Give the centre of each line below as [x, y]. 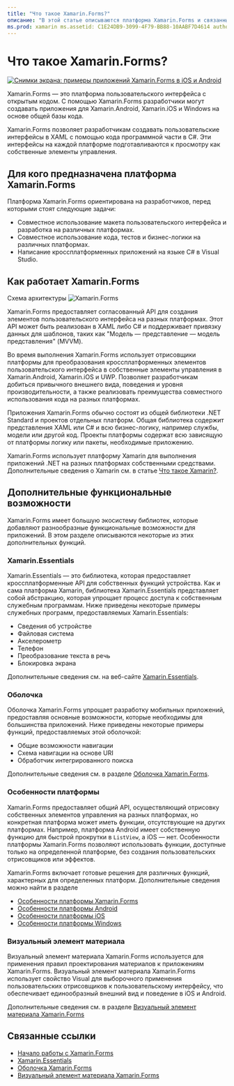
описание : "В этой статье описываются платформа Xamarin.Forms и [104, 20]
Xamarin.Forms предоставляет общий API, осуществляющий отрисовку [113, 807]
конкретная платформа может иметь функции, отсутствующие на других [116, 822]
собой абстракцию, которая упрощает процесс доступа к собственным [115, 598]
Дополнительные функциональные [89, 492]
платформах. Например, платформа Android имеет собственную [104, 829]
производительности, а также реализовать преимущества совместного [115, 392]
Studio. [28, 259]
